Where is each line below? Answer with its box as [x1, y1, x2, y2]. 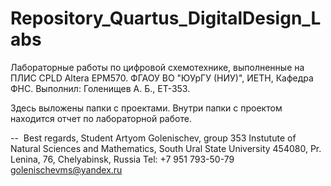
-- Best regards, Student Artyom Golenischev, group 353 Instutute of [10, 132, 297, 144]
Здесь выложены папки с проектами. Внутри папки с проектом [10, 102, 283, 114]
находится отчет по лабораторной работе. [10, 112, 192, 124]
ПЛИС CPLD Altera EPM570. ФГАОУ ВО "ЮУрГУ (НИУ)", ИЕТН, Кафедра [10, 72, 314, 84]
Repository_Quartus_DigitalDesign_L [10, 7, 322, 30]
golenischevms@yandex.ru [10, 163, 123, 176]
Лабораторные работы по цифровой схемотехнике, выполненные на [10, 61, 305, 73]
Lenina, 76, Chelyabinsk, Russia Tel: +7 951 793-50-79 [10, 153, 235, 165]
